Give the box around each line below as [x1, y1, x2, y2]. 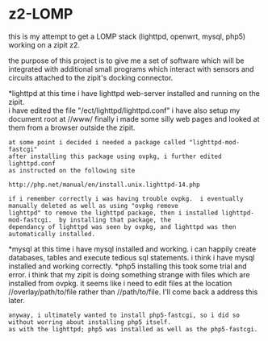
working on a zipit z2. [8, 40, 81, 49]
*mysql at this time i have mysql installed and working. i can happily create [8, 243, 257, 254]
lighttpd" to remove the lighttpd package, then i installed [8, 209, 219, 217]
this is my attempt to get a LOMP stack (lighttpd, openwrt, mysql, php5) [8, 31, 246, 41]
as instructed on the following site [8, 166, 136, 174]
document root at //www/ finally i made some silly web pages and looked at [8, 114, 260, 123]
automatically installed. [8, 230, 95, 238]
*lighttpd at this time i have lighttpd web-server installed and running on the [8, 88, 260, 98]
